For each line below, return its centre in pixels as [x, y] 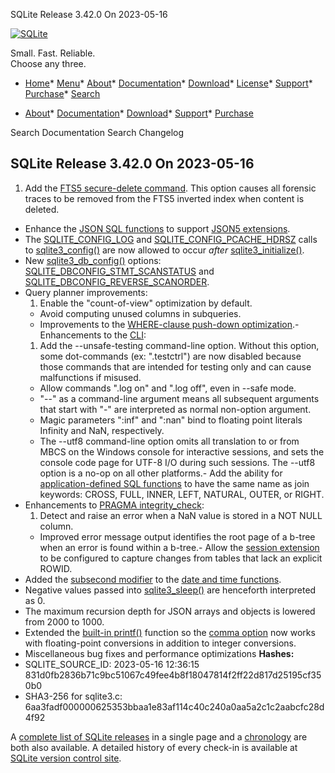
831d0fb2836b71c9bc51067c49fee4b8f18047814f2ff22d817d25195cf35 [173, 675]
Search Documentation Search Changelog [97, 132]
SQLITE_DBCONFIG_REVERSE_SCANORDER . [117, 281]
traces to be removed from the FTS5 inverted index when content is [164, 198]
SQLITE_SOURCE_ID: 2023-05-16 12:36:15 [112, 664]
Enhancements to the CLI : [93, 335]
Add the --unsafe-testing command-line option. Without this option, [179, 345]
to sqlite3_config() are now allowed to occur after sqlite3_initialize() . [164, 250]
